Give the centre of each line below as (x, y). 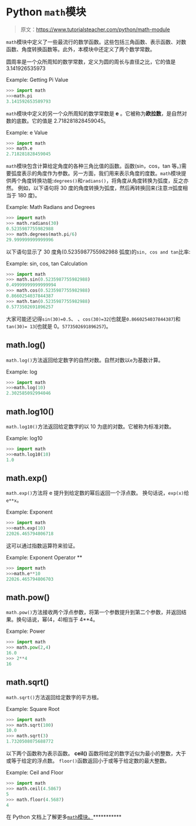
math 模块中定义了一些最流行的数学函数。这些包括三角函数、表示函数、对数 (96, 42)
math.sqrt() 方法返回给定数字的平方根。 (54, 697)
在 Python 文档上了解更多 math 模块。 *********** (64, 817)
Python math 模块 (46, 12)
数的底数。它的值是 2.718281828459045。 (58, 120)
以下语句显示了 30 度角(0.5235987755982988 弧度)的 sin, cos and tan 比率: (98, 252)
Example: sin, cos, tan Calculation (47, 263)
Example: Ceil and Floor (35, 772)
